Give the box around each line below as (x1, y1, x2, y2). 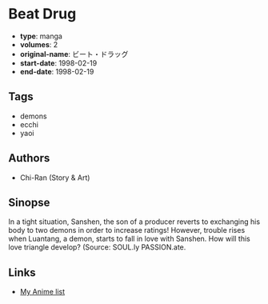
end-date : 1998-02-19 (19, 66, 94, 76)
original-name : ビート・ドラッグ (19, 49, 129, 58)
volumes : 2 (19, 39, 58, 49)
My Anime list (19, 287, 66, 297)
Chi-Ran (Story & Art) (19, 173, 90, 182)
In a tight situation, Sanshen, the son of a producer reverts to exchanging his (8, 217, 261, 226)
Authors (8, 151, 50, 165)
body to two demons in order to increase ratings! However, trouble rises (8, 226, 246, 235)
